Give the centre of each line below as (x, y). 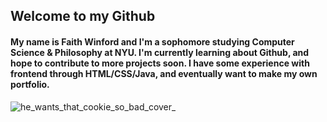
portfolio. (30, 84)
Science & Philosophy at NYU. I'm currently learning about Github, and (160, 52)
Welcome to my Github (83, 16)
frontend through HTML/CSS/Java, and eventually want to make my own (164, 73)
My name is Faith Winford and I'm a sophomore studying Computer (152, 41)
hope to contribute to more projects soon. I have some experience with (160, 63)
